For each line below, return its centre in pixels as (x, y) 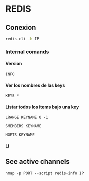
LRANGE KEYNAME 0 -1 (27, 118)
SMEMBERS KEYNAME (23, 126)
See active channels (38, 162)
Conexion (21, 27)
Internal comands (27, 52)
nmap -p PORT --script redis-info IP (45, 173)
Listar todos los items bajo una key (42, 107)
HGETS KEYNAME (20, 135)
